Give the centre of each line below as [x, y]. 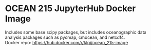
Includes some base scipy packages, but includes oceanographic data [76, 32]
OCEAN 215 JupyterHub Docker [70, 8]
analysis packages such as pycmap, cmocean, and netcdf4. [65, 37]
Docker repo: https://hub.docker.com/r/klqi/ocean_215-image [66, 42]
